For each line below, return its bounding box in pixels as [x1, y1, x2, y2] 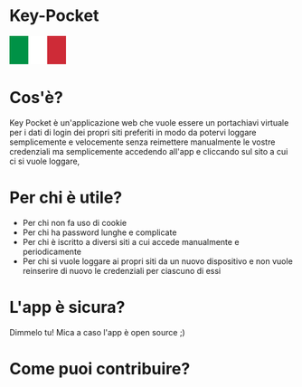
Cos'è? [9, 88, 63, 109]
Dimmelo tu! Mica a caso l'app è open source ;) [9, 326, 185, 337]
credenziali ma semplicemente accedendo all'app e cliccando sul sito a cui [9, 146, 288, 156]
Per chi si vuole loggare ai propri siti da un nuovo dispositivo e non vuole [22, 255, 294, 267]
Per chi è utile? [9, 187, 123, 208]
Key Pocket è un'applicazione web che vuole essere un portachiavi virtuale [9, 117, 289, 127]
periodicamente [22, 246, 81, 257]
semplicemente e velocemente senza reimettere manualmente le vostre [9, 137, 276, 147]
